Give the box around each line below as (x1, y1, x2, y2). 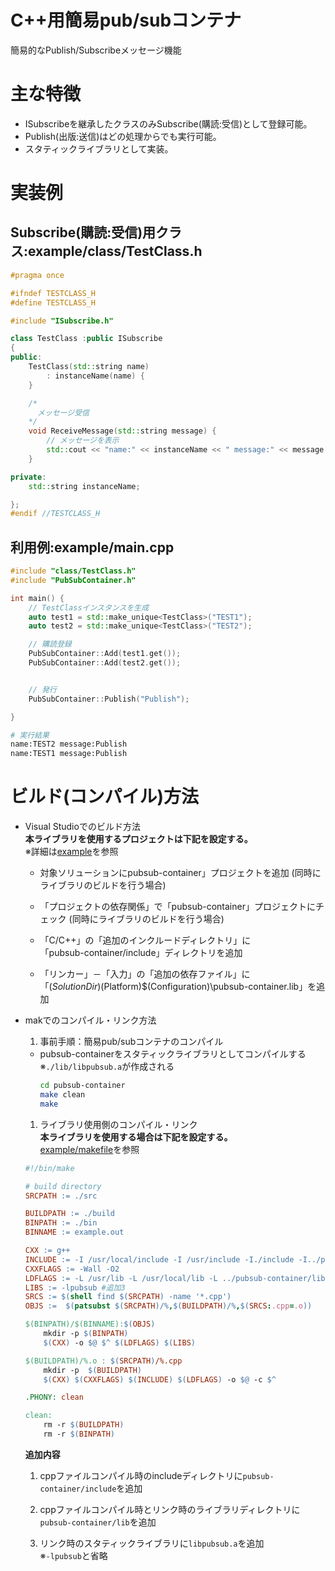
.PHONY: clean (24, 1392, 84, 1403)
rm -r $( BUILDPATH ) (43, 1420, 125, 1430)
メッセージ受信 (36, 407, 90, 418)
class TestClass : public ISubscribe (10, 334, 163, 344)
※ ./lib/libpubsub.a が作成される (39, 1061, 175, 1073)
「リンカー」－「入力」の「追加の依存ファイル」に (39, 968, 251, 980)
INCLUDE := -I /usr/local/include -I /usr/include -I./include (24, 1254, 295, 1265)
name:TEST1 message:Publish (10, 749, 128, 759)
